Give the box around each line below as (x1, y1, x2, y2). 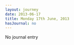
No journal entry (5, 34, 38, 40)
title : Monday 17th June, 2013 (5, 16, 70, 21)
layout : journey (5, 7, 38, 12)
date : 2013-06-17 (5, 12, 41, 17)
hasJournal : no (5, 21, 37, 26)
